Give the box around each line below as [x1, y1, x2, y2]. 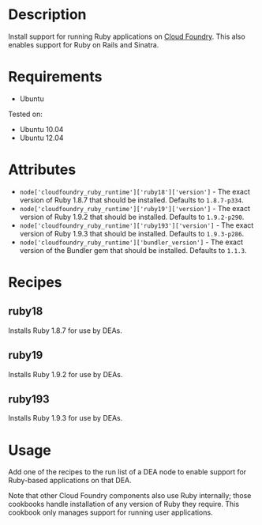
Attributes [8, 161, 77, 179]
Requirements [8, 68, 103, 86]
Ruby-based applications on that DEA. [8, 476, 132, 485]
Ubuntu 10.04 [19, 124, 64, 134]
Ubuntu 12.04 [19, 133, 64, 142]
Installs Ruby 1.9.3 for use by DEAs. [8, 414, 123, 423]
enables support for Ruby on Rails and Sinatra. [8, 40, 159, 49]
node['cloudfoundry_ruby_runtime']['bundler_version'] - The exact [19, 237, 243, 247]
